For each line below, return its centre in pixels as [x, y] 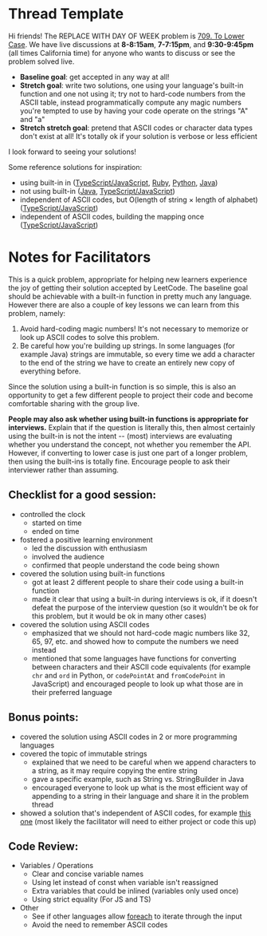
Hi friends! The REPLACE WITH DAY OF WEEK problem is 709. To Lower [126, 36]
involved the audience [68, 556]
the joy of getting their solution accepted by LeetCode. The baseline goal [128, 287]
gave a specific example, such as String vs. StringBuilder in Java [138, 779]
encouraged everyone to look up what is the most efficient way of [140, 788]
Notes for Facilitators [80, 257]
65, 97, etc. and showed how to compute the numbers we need [135, 641]
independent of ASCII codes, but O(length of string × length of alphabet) [139, 199]
